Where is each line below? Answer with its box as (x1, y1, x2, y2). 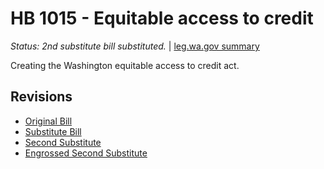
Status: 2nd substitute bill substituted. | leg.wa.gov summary (10, 40, 260, 52)
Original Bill (24, 115, 73, 127)
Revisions (10, 88, 73, 106)
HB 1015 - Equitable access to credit (10, 7, 314, 30)
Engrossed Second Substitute (24, 147, 148, 159)
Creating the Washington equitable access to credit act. (10, 59, 240, 71)
